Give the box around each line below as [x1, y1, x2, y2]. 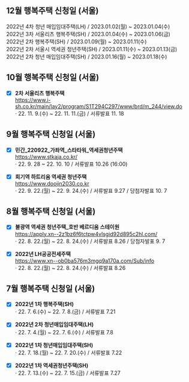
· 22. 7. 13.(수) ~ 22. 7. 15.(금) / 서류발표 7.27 [14, 369, 121, 377]
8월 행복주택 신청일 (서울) [6, 207, 96, 217]
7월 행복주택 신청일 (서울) [6, 283, 95, 293]
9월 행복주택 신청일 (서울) [6, 129, 96, 140]
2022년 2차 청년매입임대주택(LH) [14, 321, 94, 328]
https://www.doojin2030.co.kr [14, 180, 90, 187]
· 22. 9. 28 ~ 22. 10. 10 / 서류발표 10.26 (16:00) [14, 160, 128, 168]
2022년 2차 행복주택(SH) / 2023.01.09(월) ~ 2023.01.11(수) [6, 38, 147, 45]
